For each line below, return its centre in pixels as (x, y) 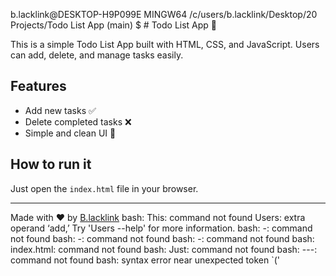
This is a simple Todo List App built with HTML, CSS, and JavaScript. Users (165, 44)
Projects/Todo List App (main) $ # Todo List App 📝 (114, 25)
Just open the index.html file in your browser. (104, 188)
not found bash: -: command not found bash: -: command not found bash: (162, 238)
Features (38, 86)
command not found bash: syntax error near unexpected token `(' (145, 260)
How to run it (51, 164)
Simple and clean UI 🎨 (70, 133)
